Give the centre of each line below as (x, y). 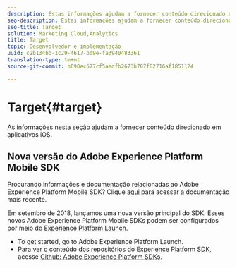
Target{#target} (55, 107)
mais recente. (27, 200)
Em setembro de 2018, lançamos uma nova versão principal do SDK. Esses (116, 213)
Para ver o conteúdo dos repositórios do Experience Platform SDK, (114, 249)
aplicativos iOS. (30, 134)
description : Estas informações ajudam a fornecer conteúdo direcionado (116, 14)
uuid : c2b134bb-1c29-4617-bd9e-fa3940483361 (74, 54)
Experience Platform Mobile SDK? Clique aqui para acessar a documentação (119, 192)
